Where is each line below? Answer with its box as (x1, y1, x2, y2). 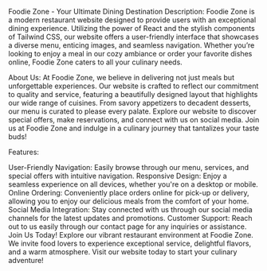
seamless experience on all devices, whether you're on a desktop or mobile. (8, 180, 259, 189)
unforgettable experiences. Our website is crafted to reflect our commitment (8, 81, 259, 91)
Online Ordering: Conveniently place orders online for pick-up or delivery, (8, 188, 249, 197)
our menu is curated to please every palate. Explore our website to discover (8, 106, 257, 116)
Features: (8, 147, 40, 157)
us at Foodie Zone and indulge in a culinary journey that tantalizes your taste (8, 123, 260, 133)
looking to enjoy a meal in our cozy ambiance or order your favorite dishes (8, 49, 253, 58)
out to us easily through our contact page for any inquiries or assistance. (8, 222, 247, 231)
